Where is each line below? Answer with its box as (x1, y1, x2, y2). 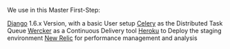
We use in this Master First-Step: (7, 6, 101, 14)
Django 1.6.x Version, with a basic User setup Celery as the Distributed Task (7, 19, 223, 27)
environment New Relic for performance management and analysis (7, 34, 198, 42)
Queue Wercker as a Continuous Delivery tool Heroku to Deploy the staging (7, 27, 222, 35)
